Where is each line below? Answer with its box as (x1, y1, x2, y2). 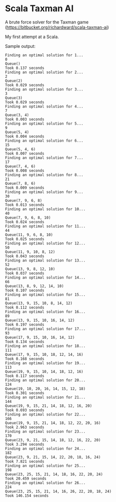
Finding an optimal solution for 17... (5, 326, 86, 331)
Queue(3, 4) (5, 112, 29, 117)
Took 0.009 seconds (5, 185, 45, 190)
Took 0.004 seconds (5, 134, 45, 139)
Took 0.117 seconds (5, 373, 45, 378)
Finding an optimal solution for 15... (5, 292, 86, 297)
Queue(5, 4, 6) (5, 147, 36, 152)
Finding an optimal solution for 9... (5, 189, 83, 195)
